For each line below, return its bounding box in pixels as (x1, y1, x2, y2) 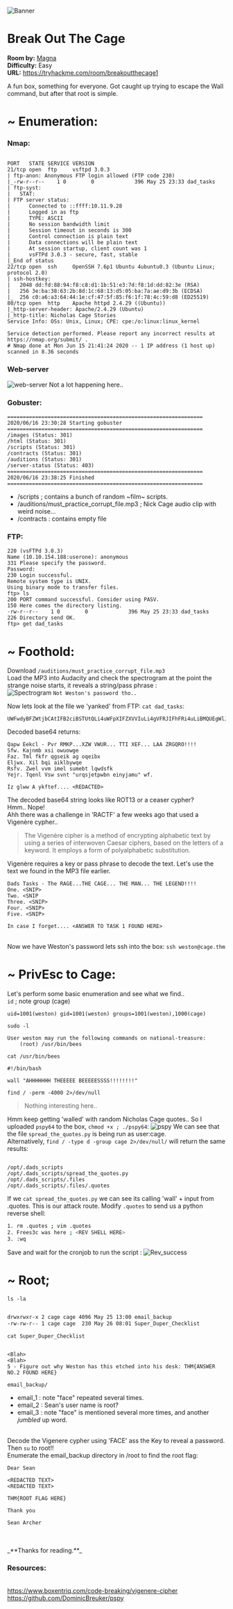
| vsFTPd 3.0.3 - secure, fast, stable (7, 251, 138, 258)
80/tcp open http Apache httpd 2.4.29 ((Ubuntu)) (7, 300, 166, 307)
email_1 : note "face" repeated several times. (17, 1393, 144, 1401)
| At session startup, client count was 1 (7, 245, 148, 253)
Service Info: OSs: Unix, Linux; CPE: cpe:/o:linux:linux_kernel (7, 318, 200, 326)
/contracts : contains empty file (17, 514, 107, 523)
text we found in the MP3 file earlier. (7, 867, 111, 875)
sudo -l (7, 1022, 30, 1030)
